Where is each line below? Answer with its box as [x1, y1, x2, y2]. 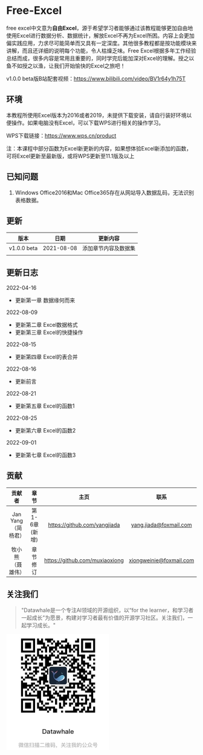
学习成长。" [26, 622, 56, 629]
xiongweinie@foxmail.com [129, 557, 195, 564]
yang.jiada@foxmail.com [130, 521, 192, 528]
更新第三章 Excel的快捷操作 [14, 329, 83, 336]
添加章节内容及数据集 [82, 245, 136, 252]
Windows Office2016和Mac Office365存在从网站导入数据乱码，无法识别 [14, 188, 195, 196]
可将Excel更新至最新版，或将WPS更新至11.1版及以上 [6, 152, 135, 159]
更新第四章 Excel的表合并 [14, 353, 79, 360]
